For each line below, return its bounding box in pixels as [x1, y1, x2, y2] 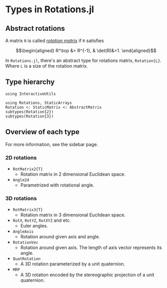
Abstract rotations [5, 24, 65, 33]
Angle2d [12, 177, 29, 182]
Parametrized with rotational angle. [20, 182, 95, 188]
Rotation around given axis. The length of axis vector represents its [20, 244, 162, 251]
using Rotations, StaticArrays [5, 100, 72, 106]
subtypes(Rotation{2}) [5, 109, 54, 114]
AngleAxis [12, 229, 34, 234]
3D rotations [5, 195, 37, 202]
